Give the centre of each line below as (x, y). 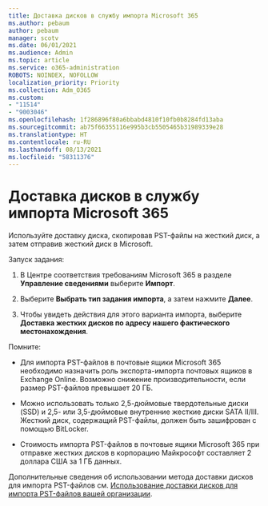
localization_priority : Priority (64, 82)
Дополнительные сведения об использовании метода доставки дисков (131, 477)
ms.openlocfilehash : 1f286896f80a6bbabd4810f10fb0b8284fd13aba (116, 120)
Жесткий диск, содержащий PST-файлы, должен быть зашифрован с (138, 420)
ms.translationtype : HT (48, 134)
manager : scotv (34, 38)
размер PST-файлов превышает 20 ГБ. (86, 388)
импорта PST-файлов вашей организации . (80, 494)
